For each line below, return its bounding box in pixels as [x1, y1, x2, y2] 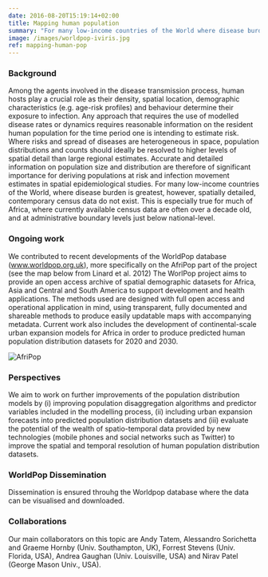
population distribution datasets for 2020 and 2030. [8, 336, 179, 346]
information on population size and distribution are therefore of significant [8, 162, 251, 172]
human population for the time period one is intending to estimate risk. [8, 129, 239, 138]
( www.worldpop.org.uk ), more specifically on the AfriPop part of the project [8, 260, 258, 269]
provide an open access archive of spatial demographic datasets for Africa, [8, 277, 257, 286]
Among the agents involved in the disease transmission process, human [8, 86, 245, 96]
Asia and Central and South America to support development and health [8, 285, 245, 295]
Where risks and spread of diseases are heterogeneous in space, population [8, 137, 259, 146]
